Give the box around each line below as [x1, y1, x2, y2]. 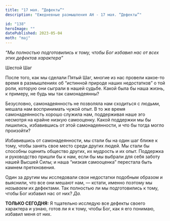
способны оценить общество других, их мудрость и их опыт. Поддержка [5, 148, 164, 154]
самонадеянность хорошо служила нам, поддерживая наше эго [5, 111, 146, 117]
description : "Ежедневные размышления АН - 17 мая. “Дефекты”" [5, 12, 142, 17]
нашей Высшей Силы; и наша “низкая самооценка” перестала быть [5, 159, 152, 165]
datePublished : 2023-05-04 [5, 31, 62, 36]
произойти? [5, 128, 31, 134]
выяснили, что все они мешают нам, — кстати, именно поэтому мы [5, 180, 153, 185]
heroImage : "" [5, 26, 36, 31]
